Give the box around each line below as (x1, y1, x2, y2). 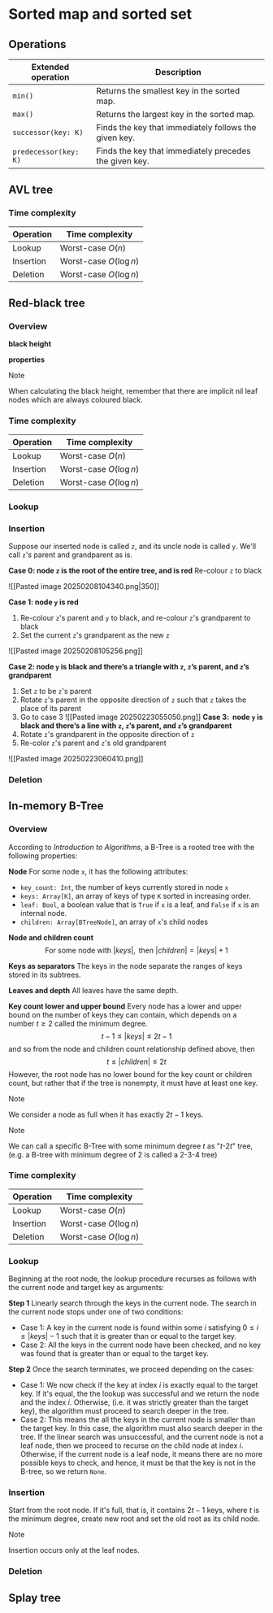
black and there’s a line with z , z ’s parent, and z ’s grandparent (19, 721, 232, 730)
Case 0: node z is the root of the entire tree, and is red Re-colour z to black (8, 565, 262, 575)
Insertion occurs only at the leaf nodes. (8, 1545, 140, 1555)
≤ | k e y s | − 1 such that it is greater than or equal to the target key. (19, 1332, 237, 1341)
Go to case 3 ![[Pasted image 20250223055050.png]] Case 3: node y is (19, 712, 263, 721)
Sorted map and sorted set (8, 5, 193, 24)
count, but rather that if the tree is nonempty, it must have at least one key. (8, 1078, 258, 1088)
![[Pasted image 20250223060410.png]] (8, 753, 144, 763)
